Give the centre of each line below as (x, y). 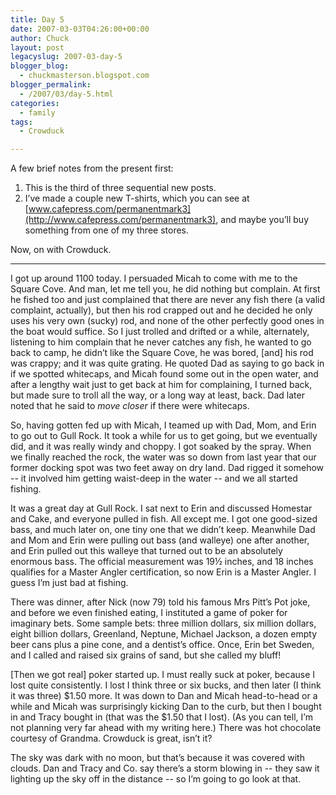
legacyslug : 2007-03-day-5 (66, 57)
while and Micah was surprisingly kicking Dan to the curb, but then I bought (166, 707)
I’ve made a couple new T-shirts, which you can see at (137, 198)
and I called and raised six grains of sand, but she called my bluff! (146, 655)
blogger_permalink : (51, 85)
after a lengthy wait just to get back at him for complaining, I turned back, (161, 385)
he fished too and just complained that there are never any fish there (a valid (168, 300)
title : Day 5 (37, 19)
